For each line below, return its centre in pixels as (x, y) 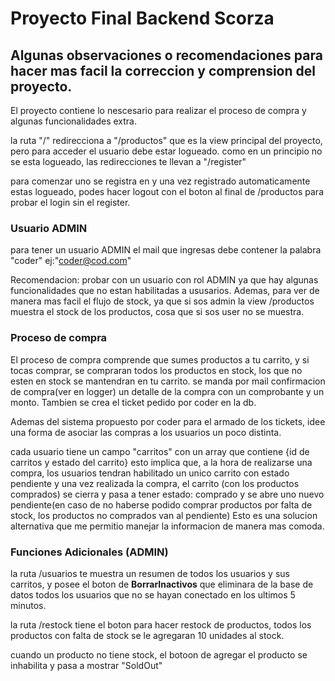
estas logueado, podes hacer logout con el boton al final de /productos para (167, 191)
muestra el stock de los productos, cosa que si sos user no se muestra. (157, 312)
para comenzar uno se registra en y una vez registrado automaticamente (160, 181)
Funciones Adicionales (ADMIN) (89, 552)
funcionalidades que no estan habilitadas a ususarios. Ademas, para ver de (165, 291)
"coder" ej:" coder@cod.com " (71, 261)
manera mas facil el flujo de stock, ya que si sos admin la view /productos (162, 301)
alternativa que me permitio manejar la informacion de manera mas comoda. (167, 526)
